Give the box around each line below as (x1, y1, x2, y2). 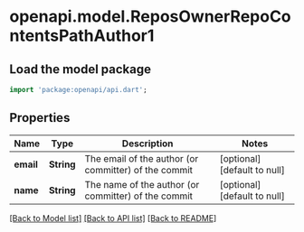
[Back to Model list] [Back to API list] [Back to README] (9, 212, 217, 223)
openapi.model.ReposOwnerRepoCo (9, 6, 291, 27)
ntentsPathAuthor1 (9, 25, 155, 46)
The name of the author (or (84, 178, 200, 190)
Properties (9, 110, 71, 125)
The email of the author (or (84, 152, 199, 164)
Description (121, 137, 174, 150)
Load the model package (9, 61, 152, 77)
